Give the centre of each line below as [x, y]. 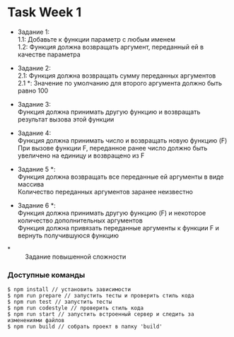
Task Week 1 [45, 12]
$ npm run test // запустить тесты [60, 302]
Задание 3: [34, 104]
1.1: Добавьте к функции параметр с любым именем [96, 39]
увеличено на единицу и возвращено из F [81, 155]
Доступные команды [46, 275]
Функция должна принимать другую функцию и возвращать [109, 112]
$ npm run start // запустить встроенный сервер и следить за [101, 314]
